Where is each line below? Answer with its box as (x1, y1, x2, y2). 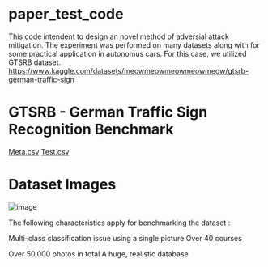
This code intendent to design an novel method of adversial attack (8, 32, 229, 41)
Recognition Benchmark (8, 121, 174, 138)
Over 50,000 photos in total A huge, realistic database (8, 248, 189, 259)
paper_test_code (8, 5, 124, 23)
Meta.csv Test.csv (8, 146, 70, 156)
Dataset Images (8, 176, 117, 194)
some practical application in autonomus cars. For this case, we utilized (8, 49, 247, 58)
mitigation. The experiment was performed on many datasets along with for (8, 40, 261, 49)
